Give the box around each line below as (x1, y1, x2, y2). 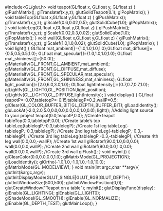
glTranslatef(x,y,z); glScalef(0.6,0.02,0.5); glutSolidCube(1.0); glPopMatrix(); (5, 19, 158, 25)
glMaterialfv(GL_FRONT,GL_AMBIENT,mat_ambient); (5, 61, 110, 67)
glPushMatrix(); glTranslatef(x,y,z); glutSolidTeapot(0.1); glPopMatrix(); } (5, 9, 150, 15)
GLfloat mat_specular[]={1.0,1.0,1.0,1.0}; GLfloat (38, 51, 132, 56)
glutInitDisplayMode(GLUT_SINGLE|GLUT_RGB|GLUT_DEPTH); (5, 175, 130, 180)
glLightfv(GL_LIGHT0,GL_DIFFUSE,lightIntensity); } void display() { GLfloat (5, 92, 153, 98)
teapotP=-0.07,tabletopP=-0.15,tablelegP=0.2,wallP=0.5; (5, 97, 118, 103)
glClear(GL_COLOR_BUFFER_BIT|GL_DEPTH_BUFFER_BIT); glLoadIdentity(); (5, 102, 158, 108)
